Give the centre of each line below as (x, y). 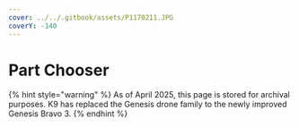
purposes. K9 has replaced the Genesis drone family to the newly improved (148, 105)
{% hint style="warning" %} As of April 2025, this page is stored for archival (149, 95)
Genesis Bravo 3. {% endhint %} (68, 114)
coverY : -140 (33, 26)
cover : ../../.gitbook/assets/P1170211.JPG (91, 17)
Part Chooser (59, 70)
